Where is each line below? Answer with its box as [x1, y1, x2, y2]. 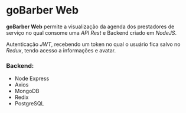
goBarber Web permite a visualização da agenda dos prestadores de [6, 23, 175, 30]
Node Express [14, 75, 50, 82]
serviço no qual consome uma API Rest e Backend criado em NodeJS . [6, 29, 177, 36]
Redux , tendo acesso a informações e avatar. [6, 46, 116, 54]
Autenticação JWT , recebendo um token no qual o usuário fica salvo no [6, 41, 181, 48]
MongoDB [14, 88, 40, 95]
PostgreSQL [14, 100, 44, 107]
